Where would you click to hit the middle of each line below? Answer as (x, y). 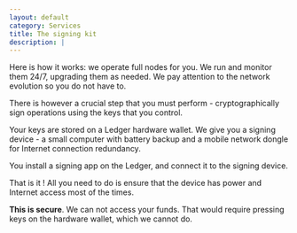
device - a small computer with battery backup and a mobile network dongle (149, 139)
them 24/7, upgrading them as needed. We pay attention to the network (140, 77)
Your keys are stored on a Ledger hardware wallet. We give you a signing (143, 130)
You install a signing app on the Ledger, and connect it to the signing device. (148, 166)
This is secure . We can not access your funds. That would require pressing (147, 210)
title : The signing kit (53, 34)
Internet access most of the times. (72, 192)
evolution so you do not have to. (68, 86)
